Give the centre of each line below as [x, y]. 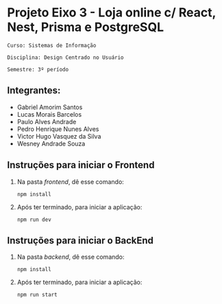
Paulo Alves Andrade [47, 121]
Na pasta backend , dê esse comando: [71, 257]
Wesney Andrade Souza [51, 143]
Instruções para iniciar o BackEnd [81, 241]
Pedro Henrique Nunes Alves [58, 129]
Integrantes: [34, 91]
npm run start [37, 295]
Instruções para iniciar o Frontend [81, 165]
